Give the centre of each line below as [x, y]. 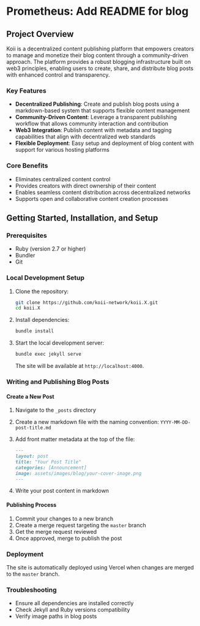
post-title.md [33, 428]
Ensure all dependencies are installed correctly [74, 603]
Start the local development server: [60, 343]
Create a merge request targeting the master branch [81, 525]
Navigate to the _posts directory [56, 410]
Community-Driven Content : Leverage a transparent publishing [96, 117]
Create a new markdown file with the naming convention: [87, 422]
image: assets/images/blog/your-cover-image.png [78, 473]
